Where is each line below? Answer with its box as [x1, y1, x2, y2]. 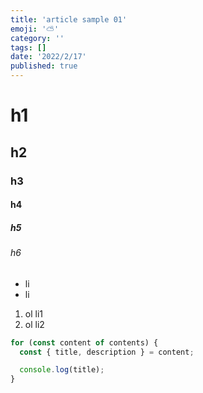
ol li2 [24, 318, 45, 330]
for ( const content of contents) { [10, 337, 159, 348]
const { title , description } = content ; [19, 347, 195, 357]
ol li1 [24, 307, 43, 320]
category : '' [10, 33, 65, 43]
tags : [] [10, 42, 47, 53]
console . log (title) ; [19, 365, 105, 375]
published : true [10, 61, 78, 71]
